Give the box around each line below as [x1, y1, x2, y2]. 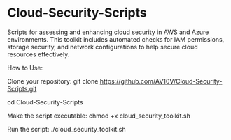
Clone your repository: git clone [7, 77, 99, 85]
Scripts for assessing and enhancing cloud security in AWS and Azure [7, 28, 209, 36]
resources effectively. [7, 50, 70, 59]
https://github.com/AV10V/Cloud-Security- [99, 77, 223, 85]
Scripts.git [7, 84, 37, 93]
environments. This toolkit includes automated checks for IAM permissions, [7, 35, 225, 43]
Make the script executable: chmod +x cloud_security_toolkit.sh [7, 111, 191, 120]
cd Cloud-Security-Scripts [7, 98, 83, 106]
